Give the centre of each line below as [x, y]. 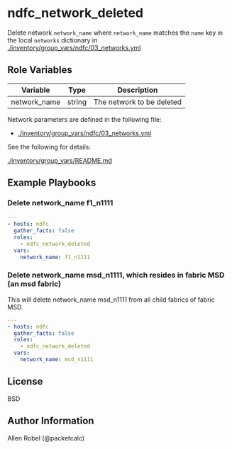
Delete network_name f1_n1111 [60, 203]
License [25, 381]
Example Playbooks [52, 183]
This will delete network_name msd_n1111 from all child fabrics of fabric [111, 300]
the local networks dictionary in [53, 40]
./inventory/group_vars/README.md [60, 160]
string [77, 102]
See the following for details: [49, 147]
